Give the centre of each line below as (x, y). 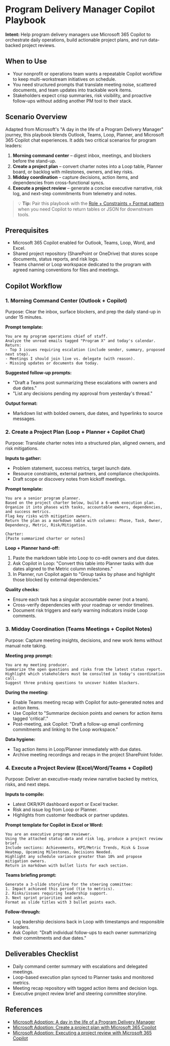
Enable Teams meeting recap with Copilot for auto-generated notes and (88, 702)
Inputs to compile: (25, 794)
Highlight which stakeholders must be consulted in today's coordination (85, 674)
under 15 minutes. (24, 317)
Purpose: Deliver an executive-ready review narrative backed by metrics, (82, 779)
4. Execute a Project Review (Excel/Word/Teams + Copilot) (79, 768)
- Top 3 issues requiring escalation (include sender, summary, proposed (85, 350)
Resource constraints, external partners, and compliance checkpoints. (86, 474)
